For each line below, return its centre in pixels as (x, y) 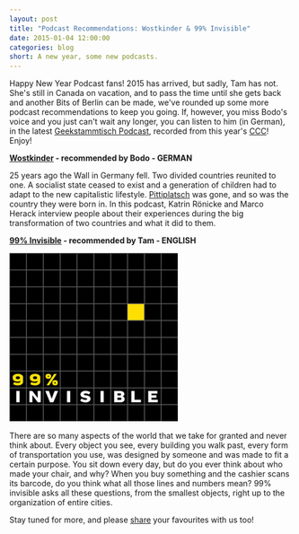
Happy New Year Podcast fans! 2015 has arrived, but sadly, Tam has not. (144, 83)
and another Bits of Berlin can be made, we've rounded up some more (139, 102)
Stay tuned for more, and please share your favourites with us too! (132, 520)
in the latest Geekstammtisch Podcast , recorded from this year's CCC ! (139, 131)
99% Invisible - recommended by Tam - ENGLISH (103, 241)
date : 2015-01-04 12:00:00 (60, 38)
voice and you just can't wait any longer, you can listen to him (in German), (147, 122)
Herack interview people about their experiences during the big (127, 214)
